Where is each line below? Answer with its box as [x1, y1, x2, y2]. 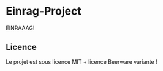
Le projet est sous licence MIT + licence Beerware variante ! [6, 58, 157, 65]
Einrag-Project [6, 4, 82, 18]
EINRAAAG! [6, 24, 35, 32]
